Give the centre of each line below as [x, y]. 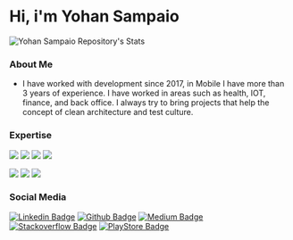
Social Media [38, 197]
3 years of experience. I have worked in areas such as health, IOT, [144, 93]
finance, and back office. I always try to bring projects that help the [146, 103]
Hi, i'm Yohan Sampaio [95, 17]
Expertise [30, 136]
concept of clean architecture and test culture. [108, 112]
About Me [31, 64]
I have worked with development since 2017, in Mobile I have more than [153, 84]
